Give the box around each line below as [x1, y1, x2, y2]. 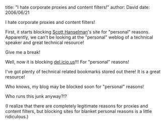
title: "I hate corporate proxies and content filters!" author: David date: [5, 4, 150, 10]
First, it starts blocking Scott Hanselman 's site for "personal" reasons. [5, 29, 150, 34]
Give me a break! [5, 49, 41, 55]
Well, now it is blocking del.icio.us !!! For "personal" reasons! [5, 59, 129, 64]
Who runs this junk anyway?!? [5, 93, 67, 99]
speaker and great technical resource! [5, 39, 85, 45]
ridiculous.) [5, 113, 29, 119]
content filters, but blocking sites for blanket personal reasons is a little [5, 108, 152, 114]
